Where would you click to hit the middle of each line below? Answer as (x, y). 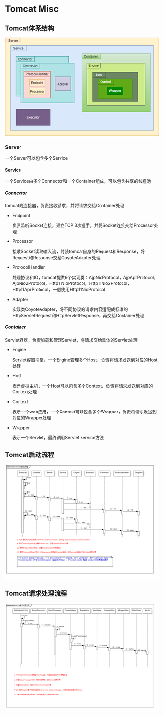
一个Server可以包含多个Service (37, 158)
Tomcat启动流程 (30, 455)
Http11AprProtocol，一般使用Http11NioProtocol (59, 290)
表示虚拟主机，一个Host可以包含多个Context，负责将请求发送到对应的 (82, 386)
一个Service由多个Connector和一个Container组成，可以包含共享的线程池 (78, 181)
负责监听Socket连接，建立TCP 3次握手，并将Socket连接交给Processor (83, 225)
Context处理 (24, 392)
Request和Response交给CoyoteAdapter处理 (56, 258)
